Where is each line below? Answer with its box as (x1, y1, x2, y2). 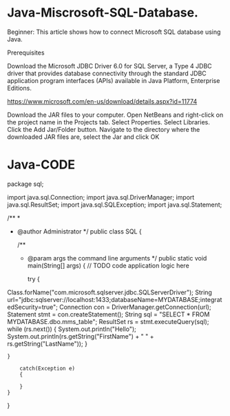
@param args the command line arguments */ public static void (27, 254, 207, 262)
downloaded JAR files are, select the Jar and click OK (7, 133, 160, 141)
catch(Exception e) (19, 365, 76, 372)
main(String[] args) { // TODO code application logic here (27, 261, 189, 270)
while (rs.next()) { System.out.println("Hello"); (7, 325, 136, 333)
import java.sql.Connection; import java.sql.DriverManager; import (7, 193, 195, 201)
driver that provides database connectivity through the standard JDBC (7, 69, 207, 77)
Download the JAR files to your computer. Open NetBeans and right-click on (7, 111, 224, 119)
